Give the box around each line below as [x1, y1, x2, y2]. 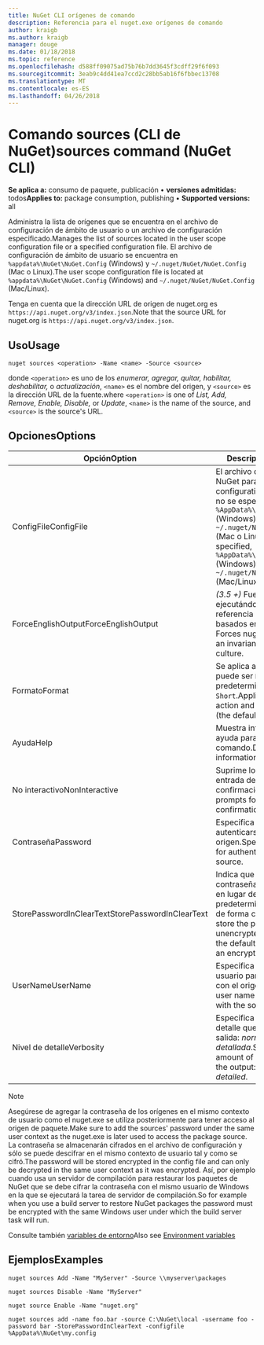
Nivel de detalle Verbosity [12, 1042, 104, 1053]
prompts [215, 794, 247, 805]
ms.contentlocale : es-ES [8, 84, 90, 93]
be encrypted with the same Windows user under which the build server [8, 1207, 242, 1216]
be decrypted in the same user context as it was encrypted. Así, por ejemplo [8, 1165, 256, 1174]
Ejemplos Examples [8, 1253, 104, 1266]
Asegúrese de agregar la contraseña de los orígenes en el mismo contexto [8, 1106, 250, 1116]
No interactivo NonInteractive [12, 784, 119, 795]
